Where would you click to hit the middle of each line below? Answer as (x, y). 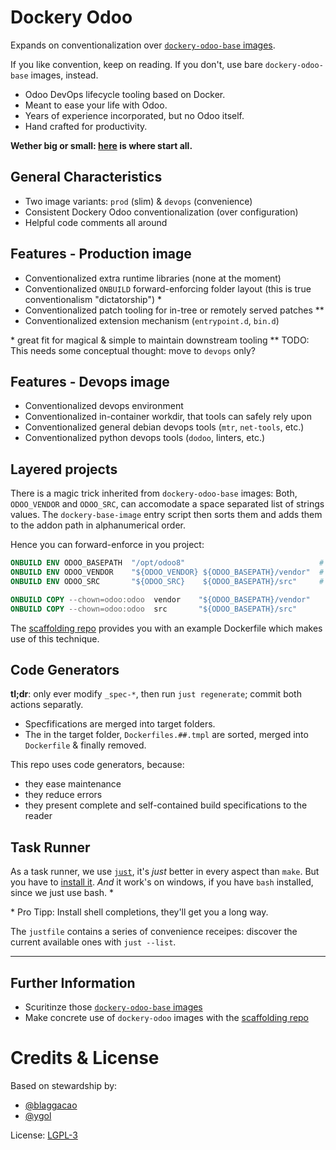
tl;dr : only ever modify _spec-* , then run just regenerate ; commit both (156, 694)
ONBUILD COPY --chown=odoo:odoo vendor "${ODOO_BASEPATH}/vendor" (160, 599)
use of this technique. (55, 638)
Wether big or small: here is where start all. (101, 145)
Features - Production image (101, 254)
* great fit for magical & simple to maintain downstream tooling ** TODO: (160, 340)
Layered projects (64, 469)
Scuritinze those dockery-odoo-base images (113, 1007)
